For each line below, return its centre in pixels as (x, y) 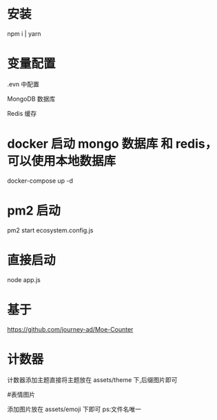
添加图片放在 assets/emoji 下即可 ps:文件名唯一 (74, 409)
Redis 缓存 (22, 113)
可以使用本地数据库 (62, 161)
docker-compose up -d (40, 181)
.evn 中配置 (23, 84)
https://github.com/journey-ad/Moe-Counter (70, 329)
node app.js (24, 279)
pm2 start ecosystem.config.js (50, 230)
